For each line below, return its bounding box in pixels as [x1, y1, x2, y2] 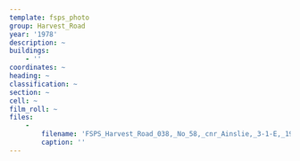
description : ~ [9, 38, 66, 47]
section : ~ [9, 88, 50, 97]
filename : [41, 130, 78, 139]
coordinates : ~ [9, 64, 66, 72]
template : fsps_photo [9, 13, 90, 22]
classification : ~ [9, 80, 78, 89]
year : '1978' [9, 30, 58, 38]
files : [9, 113, 34, 122]
